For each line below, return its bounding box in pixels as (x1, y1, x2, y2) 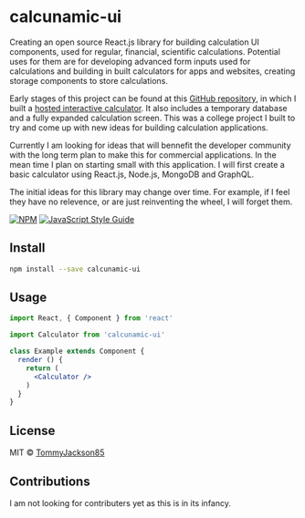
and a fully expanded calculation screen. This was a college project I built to (9, 112, 296, 123)
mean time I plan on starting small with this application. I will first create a (9, 159, 285, 170)
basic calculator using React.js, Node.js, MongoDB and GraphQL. (9, 169, 255, 180)
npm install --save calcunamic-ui (9, 264, 142, 274)
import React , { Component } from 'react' (9, 314, 174, 323)
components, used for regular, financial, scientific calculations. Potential (9, 46, 281, 57)
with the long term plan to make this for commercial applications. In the (9, 149, 277, 161)
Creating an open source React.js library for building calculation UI (9, 36, 260, 47)
